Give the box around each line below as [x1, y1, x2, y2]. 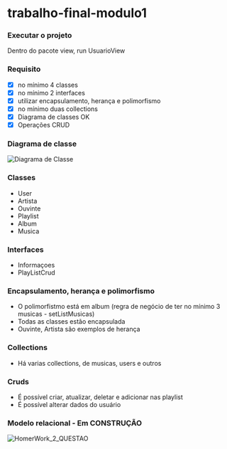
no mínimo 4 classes [17, 80, 78, 89]
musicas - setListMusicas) [17, 310, 95, 318]
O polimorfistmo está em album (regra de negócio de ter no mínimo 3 [17, 302, 221, 311]
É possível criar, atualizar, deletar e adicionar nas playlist [17, 393, 183, 401]
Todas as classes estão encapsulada [17, 317, 126, 326]
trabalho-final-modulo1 [7, 5, 148, 21]
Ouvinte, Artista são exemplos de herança [17, 325, 140, 334]
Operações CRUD [17, 121, 70, 130]
